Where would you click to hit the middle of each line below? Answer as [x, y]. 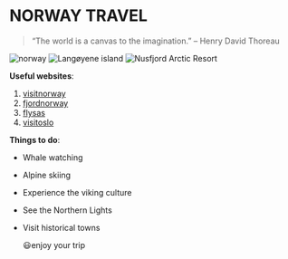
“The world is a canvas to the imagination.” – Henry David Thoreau [156, 41]
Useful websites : [42, 76]
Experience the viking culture [77, 192]
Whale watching [53, 157]
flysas [34, 112]
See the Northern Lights [67, 210]
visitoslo [38, 122]
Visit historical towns [61, 227]
